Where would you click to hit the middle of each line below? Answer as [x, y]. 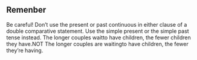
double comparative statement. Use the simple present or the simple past [98, 31]
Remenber [26, 10]
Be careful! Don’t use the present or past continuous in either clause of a [97, 24]
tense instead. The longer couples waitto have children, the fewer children [99, 37]
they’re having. [25, 50]
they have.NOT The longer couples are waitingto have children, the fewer [97, 44]
